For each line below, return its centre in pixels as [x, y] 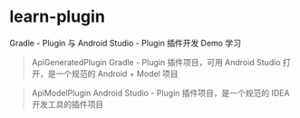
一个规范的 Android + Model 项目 [117, 74]
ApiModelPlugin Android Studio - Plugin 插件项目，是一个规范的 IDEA [160, 93]
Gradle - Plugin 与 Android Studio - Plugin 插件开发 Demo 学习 [126, 43]
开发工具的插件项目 [68, 104]
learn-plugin [58, 17]
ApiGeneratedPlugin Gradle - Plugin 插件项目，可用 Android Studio [156, 62]
